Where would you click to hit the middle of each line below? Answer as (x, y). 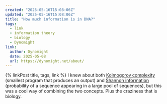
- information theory (32, 33)
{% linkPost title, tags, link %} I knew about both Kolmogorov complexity (80, 75)
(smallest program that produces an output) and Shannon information (77, 80)
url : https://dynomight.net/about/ (47, 61)
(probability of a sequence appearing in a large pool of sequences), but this (83, 86)
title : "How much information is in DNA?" (50, 19)
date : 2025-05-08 (28, 56)
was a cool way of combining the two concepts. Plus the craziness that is (81, 91)
